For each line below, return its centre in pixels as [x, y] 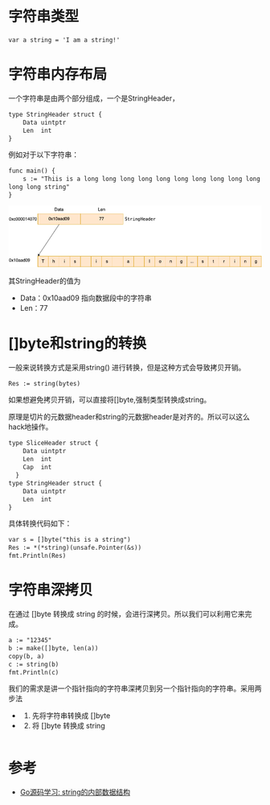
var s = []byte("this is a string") [70, 540]
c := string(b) [34, 665]
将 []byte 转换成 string [69, 726]
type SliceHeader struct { [53, 444]
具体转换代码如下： [40, 523]
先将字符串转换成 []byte [71, 716]
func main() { [32, 171]
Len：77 [34, 308]
